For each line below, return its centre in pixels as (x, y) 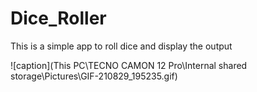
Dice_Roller (58, 18)
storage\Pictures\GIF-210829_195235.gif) (94, 76)
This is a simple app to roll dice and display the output (121, 46)
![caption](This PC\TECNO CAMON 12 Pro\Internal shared (129, 65)
